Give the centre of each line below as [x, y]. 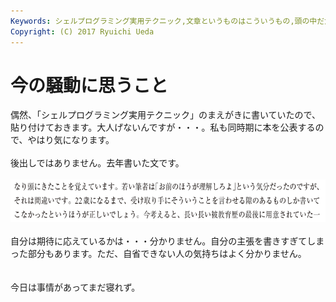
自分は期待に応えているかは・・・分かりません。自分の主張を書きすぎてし [163, 241]
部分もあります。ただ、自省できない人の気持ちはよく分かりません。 [167, 254]
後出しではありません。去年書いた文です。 [97, 163]
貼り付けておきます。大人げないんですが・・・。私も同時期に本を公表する [163, 127]
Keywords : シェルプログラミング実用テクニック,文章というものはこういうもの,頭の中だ [167, 21]
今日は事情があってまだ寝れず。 [75, 287]
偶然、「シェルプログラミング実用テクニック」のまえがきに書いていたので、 [166, 115]
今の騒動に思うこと [89, 85]
